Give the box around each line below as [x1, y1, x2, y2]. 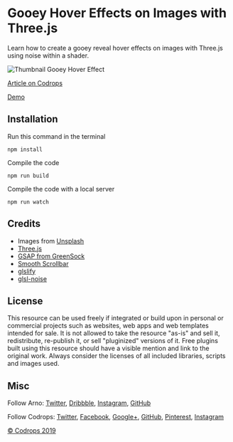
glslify [17, 267, 36, 275]
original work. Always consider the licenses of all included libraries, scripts [7, 352, 226, 360]
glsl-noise [17, 274, 48, 283]
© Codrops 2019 [7, 426, 57, 435]
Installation [7, 113, 58, 125]
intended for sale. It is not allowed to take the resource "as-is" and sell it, [7, 329, 220, 337]
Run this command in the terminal [7, 132, 106, 140]
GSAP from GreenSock [17, 251, 85, 261]
